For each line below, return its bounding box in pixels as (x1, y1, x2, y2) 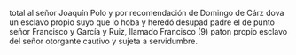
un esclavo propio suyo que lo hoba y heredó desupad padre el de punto (9, 17, 275, 27)
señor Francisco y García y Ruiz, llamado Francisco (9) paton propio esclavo (9, 27, 288, 36)
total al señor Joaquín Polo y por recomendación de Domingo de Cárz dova (9, 8, 284, 18)
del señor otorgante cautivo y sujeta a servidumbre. (9, 35, 198, 46)
